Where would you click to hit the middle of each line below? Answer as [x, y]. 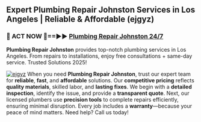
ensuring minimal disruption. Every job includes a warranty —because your [99, 106]
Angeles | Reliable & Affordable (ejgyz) [80, 20]
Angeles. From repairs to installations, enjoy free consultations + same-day [99, 56]
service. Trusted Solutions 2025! [47, 62]
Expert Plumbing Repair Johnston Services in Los [101, 10]
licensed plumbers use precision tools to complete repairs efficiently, [92, 99]
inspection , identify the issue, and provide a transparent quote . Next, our [98, 93]
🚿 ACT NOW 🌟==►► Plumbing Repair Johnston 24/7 [85, 37]
